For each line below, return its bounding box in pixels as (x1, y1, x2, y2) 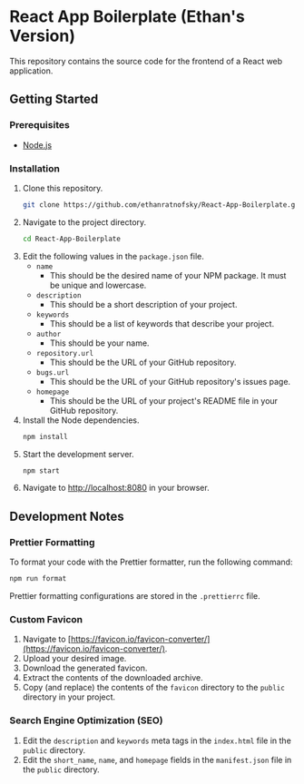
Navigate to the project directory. (22, 216, 147, 228)
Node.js (22, 139, 53, 151)
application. (9, 65, 54, 76)
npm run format (9, 574, 67, 583)
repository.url (35, 348, 93, 358)
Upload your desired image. (22, 653, 127, 664)
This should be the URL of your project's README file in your (49, 395, 279, 406)
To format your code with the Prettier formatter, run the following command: (9, 556, 293, 568)
